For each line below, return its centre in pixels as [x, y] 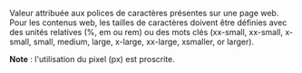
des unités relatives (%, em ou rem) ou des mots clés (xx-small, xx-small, [146, 32]
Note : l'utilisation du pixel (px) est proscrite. [92, 59]
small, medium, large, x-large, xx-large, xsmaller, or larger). [144, 41]
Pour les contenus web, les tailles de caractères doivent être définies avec [148, 23]
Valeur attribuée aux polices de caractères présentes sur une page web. [144, 13]
